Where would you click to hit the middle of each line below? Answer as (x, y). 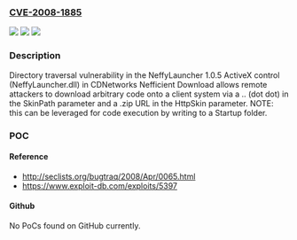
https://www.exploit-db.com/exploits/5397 (99, 186)
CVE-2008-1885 (46, 12)
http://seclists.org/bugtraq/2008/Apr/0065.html (109, 176)
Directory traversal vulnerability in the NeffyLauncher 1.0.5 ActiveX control (145, 75)
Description (35, 56)
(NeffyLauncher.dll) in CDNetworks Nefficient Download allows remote (138, 84)
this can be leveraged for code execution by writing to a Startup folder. (138, 112)
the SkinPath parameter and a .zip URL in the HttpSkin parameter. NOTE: (141, 103)
